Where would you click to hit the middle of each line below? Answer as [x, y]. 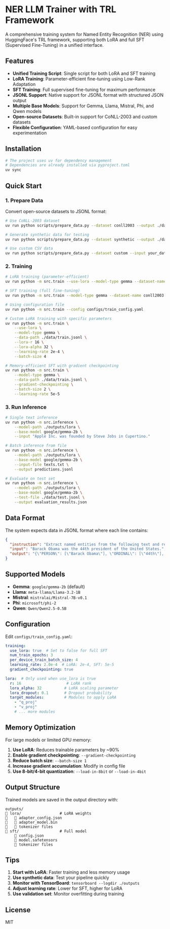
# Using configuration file [35, 304]
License [18, 910]
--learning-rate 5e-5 [37, 394]
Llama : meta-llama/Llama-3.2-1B [47, 592]
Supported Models [35, 574]
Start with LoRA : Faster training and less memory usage [71, 872]
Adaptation [24, 84]
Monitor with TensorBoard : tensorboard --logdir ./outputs [76, 883]
